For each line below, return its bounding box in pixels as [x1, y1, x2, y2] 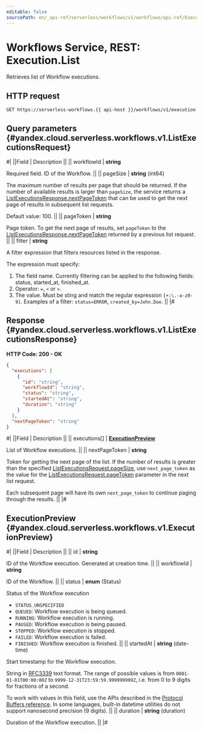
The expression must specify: [6, 261, 80, 268]
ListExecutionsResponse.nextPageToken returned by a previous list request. [6, 231, 195, 238]
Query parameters [6, 123, 77, 134]
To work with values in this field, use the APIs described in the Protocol [6, 695, 183, 702]
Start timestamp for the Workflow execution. [6, 658, 117, 666]
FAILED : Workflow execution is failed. [14, 633, 107, 641]
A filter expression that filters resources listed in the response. [6, 249, 161, 256]
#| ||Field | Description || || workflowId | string [6, 158, 121, 166]
